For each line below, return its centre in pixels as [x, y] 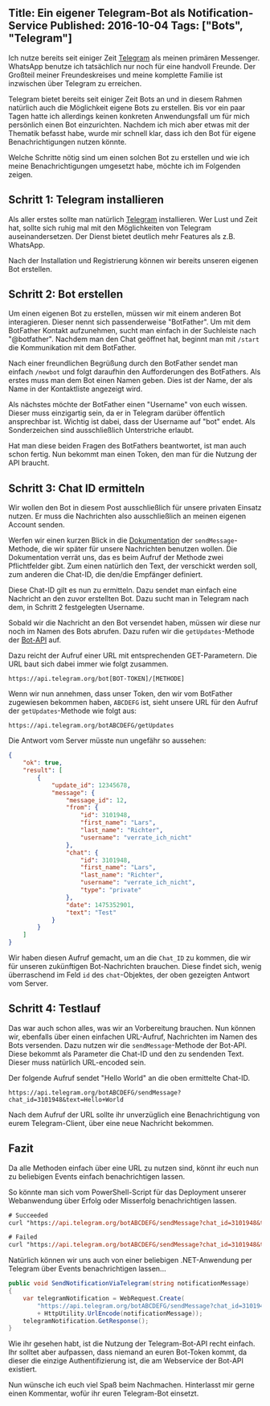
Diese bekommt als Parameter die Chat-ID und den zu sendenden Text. [126, 1053]
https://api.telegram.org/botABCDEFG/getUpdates [91, 726]
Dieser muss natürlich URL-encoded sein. [77, 1062]
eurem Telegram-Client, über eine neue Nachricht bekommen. [111, 1123]
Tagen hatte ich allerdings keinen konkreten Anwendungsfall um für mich [129, 116]
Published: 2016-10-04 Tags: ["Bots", [147, 26]
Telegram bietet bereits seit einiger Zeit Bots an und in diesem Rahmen [125, 99]
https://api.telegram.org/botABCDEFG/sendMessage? [95, 1093]
